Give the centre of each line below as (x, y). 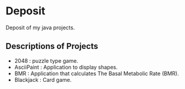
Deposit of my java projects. (40, 27)
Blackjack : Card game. (43, 79)
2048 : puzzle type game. (46, 60)
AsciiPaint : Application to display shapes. (66, 67)
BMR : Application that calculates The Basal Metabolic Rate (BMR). (97, 73)
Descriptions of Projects (52, 46)
